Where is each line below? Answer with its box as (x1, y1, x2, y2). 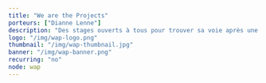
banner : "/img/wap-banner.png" (8, 48, 112, 56)
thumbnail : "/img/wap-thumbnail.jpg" (8, 41, 134, 49)
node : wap (8, 63, 41, 71)
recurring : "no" (8, 56, 62, 64)
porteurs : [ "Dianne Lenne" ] (8, 19, 102, 27)
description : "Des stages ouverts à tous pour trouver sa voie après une (8, 26, 259, 34)
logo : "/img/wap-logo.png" (8, 33, 98, 42)
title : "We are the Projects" (8, 11, 109, 20)
